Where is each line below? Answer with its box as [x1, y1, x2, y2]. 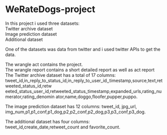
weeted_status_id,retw [5, 82, 52, 89]
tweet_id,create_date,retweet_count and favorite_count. [5, 124, 121, 130]
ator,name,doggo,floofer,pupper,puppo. [55, 94, 138, 100]
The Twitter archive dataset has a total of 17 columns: [5, 72, 116, 78]
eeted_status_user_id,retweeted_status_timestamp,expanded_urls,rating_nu [5, 88, 162, 94]
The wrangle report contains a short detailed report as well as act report [5, 67, 155, 73]
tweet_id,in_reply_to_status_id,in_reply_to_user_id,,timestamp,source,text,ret [5, 77, 163, 83]
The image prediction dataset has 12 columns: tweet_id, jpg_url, [5, 103, 137, 109]
